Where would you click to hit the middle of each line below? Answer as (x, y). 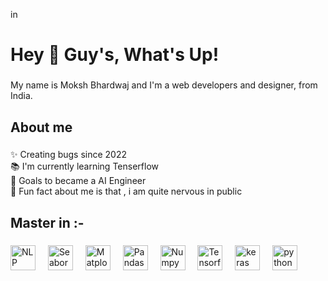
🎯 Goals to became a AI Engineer (78, 181)
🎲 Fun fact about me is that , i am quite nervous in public (126, 191)
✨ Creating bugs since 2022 (69, 155)
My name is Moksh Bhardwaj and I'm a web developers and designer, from (164, 85)
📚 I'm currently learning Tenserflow (84, 166)
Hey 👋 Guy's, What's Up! (115, 55)
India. (21, 96)
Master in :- (47, 222)
